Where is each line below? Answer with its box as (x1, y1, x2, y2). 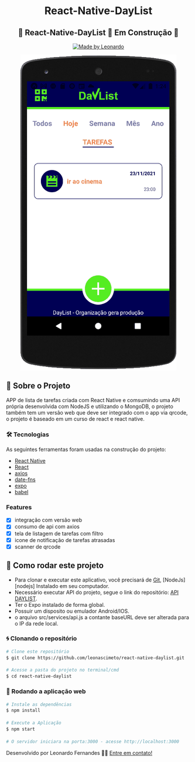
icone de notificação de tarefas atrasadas (14, 536, 115, 543)
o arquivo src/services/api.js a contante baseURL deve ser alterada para (14, 613, 189, 621)
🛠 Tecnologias (6, 430, 50, 439)
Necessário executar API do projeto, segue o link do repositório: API (14, 589, 179, 596)
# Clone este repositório (6, 649, 69, 654)
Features (6, 503, 32, 512)
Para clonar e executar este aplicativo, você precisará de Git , (14, 576, 162, 583)
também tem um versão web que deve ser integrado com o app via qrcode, (6, 409, 188, 416)
